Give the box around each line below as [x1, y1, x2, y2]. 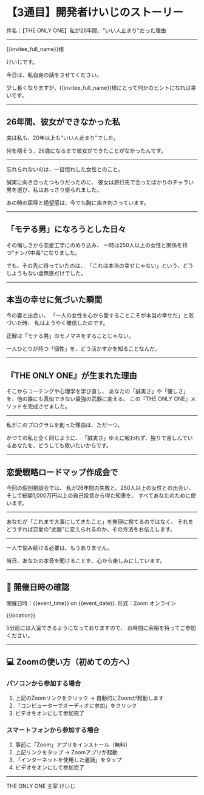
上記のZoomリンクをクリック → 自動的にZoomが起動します [15, 694, 164, 702]
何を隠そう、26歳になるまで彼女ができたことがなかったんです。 [6, 147, 167, 154]
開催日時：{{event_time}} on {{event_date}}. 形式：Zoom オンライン [6, 599, 176, 607]
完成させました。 [27, 403, 70, 410]
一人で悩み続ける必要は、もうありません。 [6, 544, 113, 551]
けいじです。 [6, 58, 38, 66]
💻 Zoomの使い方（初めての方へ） [6, 657, 135, 668]
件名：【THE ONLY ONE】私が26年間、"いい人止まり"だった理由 [6, 27, 166, 34]
